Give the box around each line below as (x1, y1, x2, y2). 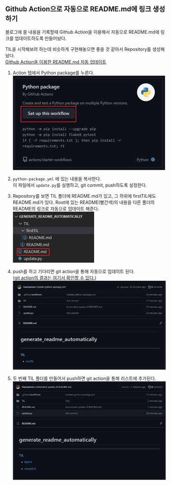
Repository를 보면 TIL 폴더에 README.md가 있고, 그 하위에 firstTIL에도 (12, 193, 156, 199)
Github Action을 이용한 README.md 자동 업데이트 (5, 59, 107, 65)
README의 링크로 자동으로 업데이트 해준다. (12, 205, 100, 211)
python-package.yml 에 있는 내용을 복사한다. (12, 175, 102, 182)
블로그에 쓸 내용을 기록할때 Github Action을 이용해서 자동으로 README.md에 (5, 29, 159, 35)
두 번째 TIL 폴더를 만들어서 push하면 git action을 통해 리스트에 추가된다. (12, 375, 156, 381)
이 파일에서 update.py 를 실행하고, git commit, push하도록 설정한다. (12, 182, 147, 188)
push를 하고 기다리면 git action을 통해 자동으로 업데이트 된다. (12, 268, 135, 274)
